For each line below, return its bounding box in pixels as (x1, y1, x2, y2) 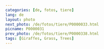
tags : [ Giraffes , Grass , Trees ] (5, 36, 74, 41)
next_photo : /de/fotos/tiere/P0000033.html (5, 21, 99, 27)
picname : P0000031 (5, 27, 44, 32)
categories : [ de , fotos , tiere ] (5, 7, 74, 13)
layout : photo (5, 17, 36, 22)
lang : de (5, 12, 24, 17)
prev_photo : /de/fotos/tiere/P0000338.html (5, 31, 99, 36)
